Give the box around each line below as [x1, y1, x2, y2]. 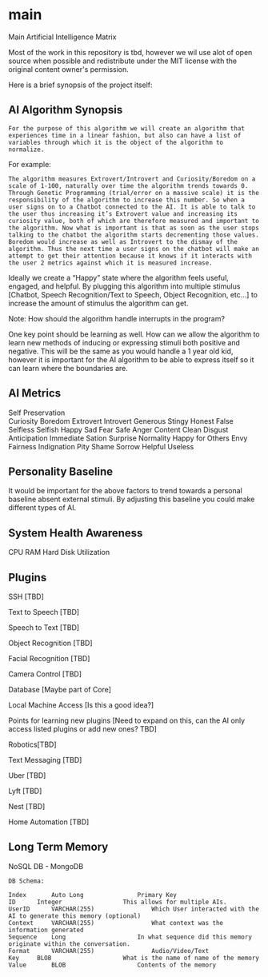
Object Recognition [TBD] [8, 638, 94, 648]
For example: [8, 159, 52, 169]
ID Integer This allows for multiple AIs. [8, 898, 227, 906]
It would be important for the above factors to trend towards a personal [8, 486, 242, 496]
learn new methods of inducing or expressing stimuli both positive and [8, 337, 240, 347]
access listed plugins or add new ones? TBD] [8, 724, 158, 733]
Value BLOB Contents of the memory [8, 961, 217, 969]
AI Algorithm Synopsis [8, 103, 123, 117]
